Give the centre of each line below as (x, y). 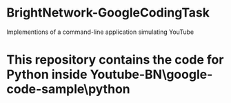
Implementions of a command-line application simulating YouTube (100, 32)
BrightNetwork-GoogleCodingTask (108, 13)
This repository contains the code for (115, 60)
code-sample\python (68, 90)
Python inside (47, 75)
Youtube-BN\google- (151, 75)
